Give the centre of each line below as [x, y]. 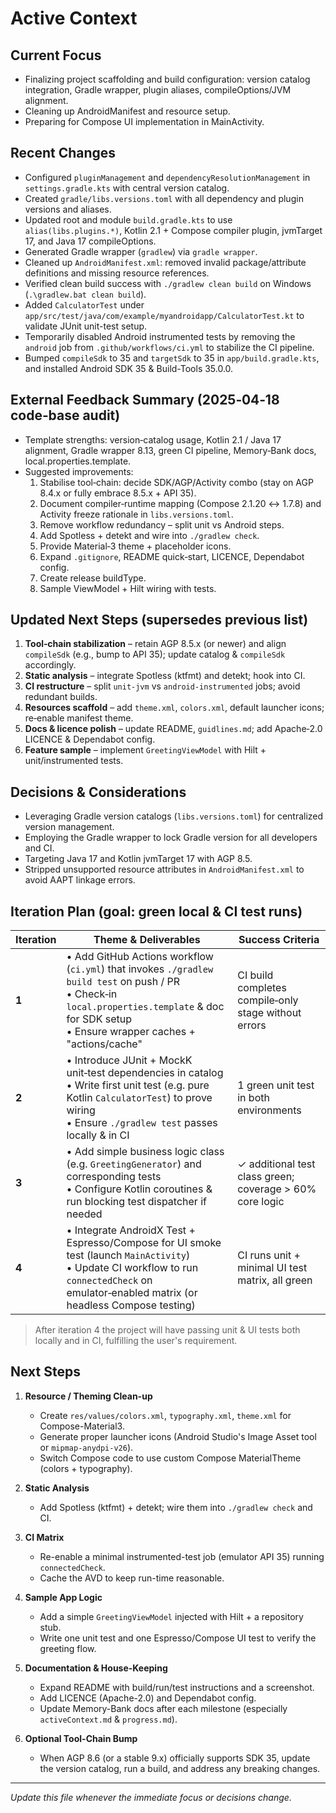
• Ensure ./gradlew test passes [142, 1123]
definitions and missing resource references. [117, 273]
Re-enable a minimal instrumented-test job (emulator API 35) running [182, 1556]
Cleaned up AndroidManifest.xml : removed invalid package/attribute [165, 262]
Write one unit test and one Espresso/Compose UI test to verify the [178, 1638]
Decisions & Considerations [98, 792]
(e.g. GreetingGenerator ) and [134, 1164]
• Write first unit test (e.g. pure [138, 1085]
